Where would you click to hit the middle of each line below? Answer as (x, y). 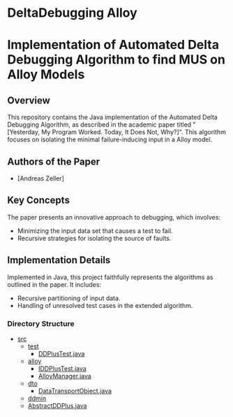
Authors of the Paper (54, 161)
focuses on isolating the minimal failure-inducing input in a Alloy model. (110, 140)
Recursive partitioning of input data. (69, 298)
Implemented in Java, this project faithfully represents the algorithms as (110, 277)
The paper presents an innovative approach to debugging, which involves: (114, 217)
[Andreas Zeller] (41, 178)
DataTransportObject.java (75, 390)
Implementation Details (59, 260)
